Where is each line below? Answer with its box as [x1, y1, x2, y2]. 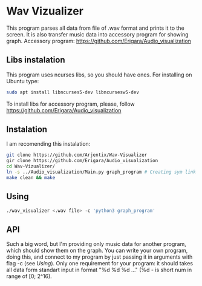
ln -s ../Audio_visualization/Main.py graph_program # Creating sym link [6, 169, 197, 175]
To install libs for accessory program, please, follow [6, 100, 135, 107]
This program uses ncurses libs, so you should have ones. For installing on [6, 71, 192, 78]
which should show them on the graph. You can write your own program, [6, 247, 188, 254]
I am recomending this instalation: [6, 140, 91, 148]
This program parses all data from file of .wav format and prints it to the [6, 24, 184, 32]
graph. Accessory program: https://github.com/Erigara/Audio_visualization [6, 37, 192, 44]
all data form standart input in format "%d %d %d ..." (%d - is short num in [6, 266, 192, 274]
